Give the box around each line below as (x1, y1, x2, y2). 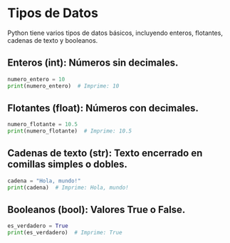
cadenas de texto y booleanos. (7, 36, 98, 44)
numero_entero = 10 (7, 76, 66, 83)
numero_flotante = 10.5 (7, 121, 78, 128)
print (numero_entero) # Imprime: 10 (7, 82, 120, 90)
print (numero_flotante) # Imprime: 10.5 (7, 128, 132, 135)
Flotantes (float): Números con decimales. (7, 102, 199, 114)
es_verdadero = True (7, 222, 69, 229)
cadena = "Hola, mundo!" (7, 177, 81, 185)
